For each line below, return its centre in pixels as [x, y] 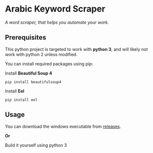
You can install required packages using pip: [49, 63]
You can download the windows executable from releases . [63, 126]
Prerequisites [26, 38]
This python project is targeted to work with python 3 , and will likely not [76, 49]
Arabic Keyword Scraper [55, 9]
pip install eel [21, 100]
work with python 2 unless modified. [41, 54]
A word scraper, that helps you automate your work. [57, 22]
